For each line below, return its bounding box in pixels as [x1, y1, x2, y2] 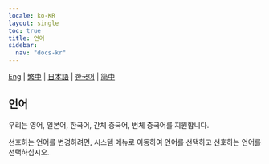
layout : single [8, 19, 59, 27]
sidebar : [8, 42, 38, 50]
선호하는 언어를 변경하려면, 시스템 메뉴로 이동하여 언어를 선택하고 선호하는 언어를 [8, 137, 262, 146]
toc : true [8, 26, 42, 34]
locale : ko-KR [8, 11, 56, 20]
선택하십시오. [8, 147, 50, 157]
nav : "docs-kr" [15, 49, 67, 57]
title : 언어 [8, 34, 46, 42]
